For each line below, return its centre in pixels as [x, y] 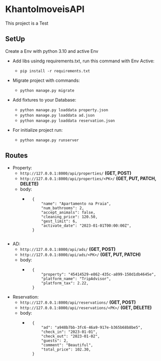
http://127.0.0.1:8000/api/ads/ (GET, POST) [68, 249]
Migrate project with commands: [46, 80]
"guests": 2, [55, 340]
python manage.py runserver [49, 140]
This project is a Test [27, 23]
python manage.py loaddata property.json [64, 110]
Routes [17, 156]
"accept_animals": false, [68, 212]
